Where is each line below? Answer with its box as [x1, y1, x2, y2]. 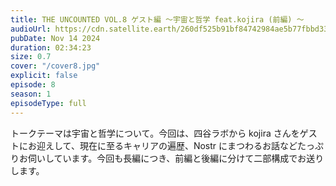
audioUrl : [10, 24, 52, 34]
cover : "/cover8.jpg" [10, 61, 101, 71]
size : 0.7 [10, 52, 52, 62]
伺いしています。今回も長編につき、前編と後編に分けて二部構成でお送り [27, 152, 325, 164]
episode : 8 [10, 80, 56, 90]
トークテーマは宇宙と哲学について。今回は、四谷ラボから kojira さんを [10, 127, 300, 139]
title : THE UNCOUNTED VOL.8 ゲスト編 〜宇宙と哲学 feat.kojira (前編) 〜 [10, 14, 305, 25]
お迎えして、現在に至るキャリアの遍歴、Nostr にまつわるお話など [27, 139, 298, 151]
